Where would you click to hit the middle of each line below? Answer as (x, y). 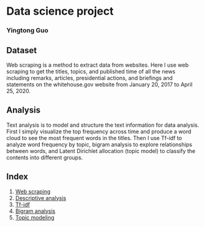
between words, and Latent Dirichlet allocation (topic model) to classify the (101, 151)
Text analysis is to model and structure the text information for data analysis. (103, 125)
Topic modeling (35, 217)
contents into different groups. (45, 157)
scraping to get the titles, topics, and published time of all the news (91, 71)
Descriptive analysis (40, 198)
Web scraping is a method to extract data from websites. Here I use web (97, 65)
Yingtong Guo (28, 31)
